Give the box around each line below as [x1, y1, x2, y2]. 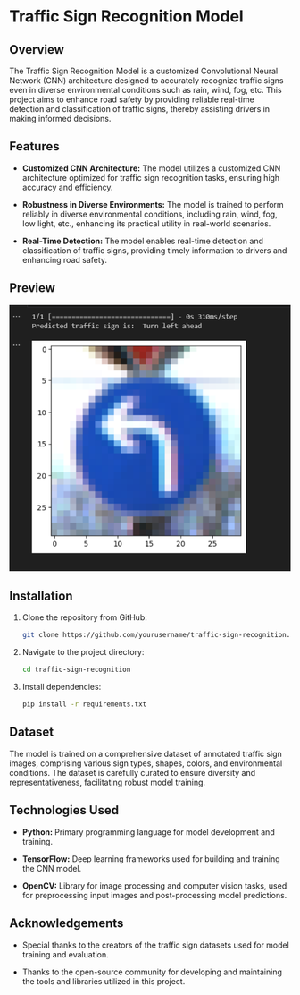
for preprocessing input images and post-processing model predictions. [21, 889, 287, 900]
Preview [9, 280, 56, 296]
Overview [9, 42, 65, 57]
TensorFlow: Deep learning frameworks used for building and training [21, 853, 280, 864]
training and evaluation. [21, 948, 109, 959]
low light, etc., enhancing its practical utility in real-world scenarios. [21, 217, 271, 229]
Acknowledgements [9, 915, 124, 931]
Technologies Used [9, 803, 119, 818]
